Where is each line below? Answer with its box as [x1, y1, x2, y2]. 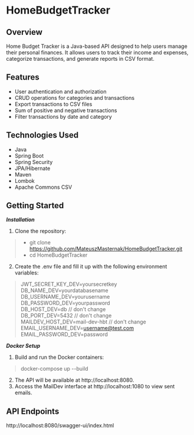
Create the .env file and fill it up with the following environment [14, 263, 167, 270]
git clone [29, 239, 51, 246]
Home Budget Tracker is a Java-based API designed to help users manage [6, 42, 188, 50]
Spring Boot [14, 152, 44, 159]
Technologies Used [6, 130, 78, 140]
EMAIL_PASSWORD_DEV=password [20, 331, 108, 338]
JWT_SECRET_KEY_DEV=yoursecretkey [20, 281, 117, 288]
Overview [6, 27, 43, 37]
